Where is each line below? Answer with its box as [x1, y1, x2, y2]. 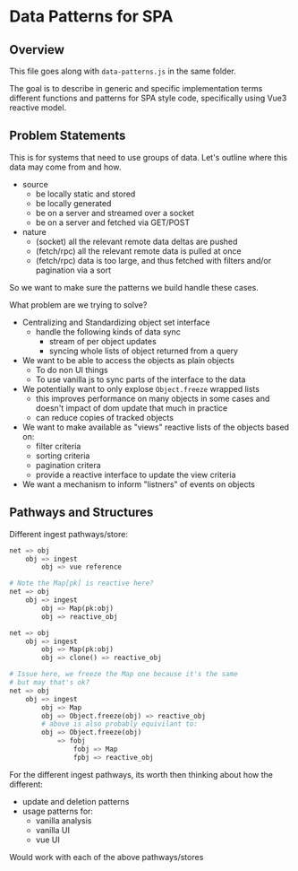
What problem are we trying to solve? [9, 299, 148, 310]
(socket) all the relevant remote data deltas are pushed [35, 236, 238, 247]
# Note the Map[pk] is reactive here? [9, 579, 154, 588]
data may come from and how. [9, 161, 122, 172]
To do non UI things [35, 364, 109, 375]
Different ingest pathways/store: [9, 528, 128, 539]
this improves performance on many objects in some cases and [35, 393, 270, 404]
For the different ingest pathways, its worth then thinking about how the [9, 769, 274, 780]
